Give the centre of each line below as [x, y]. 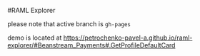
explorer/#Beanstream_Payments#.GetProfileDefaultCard [91, 45]
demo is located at [35, 38]
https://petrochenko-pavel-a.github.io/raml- [128, 38]
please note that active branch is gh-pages [69, 24]
